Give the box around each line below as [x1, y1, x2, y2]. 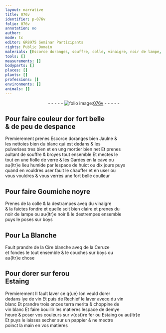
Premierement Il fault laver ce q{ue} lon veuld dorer [5, 290, 111, 296]
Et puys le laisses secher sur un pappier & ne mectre [5, 317, 113, 323]
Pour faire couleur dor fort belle [5, 114, 105, 123]
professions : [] [5, 77, 39, 82]
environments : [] [5, 81, 41, 86]
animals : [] [5, 86, 30, 91]
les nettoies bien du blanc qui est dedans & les [5, 141, 101, 147]
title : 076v [5, 12, 30, 17]
